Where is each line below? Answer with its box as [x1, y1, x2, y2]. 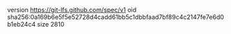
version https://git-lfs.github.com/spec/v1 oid [7, 6, 137, 14]
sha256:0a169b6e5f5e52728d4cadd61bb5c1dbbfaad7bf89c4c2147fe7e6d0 [7, 13, 225, 21]
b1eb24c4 [7, 20, 36, 28]
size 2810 [37, 20, 65, 28]
